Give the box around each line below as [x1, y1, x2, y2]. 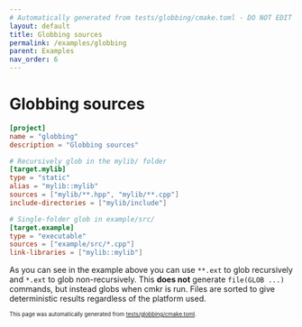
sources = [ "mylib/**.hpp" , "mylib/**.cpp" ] [9, 190, 179, 199]
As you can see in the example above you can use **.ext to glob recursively [9, 265, 293, 276]
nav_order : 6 [9, 55, 59, 64]
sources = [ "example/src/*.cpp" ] [9, 240, 135, 249]
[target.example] [9, 223, 75, 232]
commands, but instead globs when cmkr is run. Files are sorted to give [9, 284, 275, 295]
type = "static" [9, 173, 70, 183]
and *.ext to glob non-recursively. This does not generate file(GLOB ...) [9, 274, 285, 285]
